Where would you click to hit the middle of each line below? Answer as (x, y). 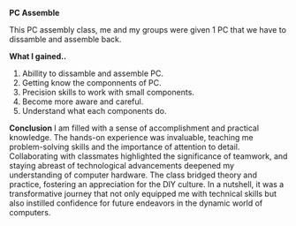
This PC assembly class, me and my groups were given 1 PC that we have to (148, 30)
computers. (30, 212)
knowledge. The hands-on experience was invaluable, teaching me (131, 137)
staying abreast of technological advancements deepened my (121, 166)
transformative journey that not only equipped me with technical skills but (143, 194)
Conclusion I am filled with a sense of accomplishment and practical (134, 128)
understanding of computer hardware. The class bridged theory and (133, 175)
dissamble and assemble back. (65, 39)
